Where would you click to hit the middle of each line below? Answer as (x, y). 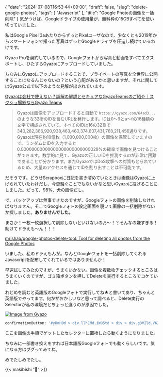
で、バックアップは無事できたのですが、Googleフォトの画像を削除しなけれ (80, 200)
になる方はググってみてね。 (33, 349)
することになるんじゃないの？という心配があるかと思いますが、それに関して (81, 80)
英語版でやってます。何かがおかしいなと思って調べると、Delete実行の (75, 298)
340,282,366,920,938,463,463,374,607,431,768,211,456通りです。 (83, 131)
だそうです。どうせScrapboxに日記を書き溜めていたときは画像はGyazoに (78, 178)
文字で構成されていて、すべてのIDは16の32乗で (64, 125)
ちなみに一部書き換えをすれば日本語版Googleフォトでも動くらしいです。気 (80, 343)
